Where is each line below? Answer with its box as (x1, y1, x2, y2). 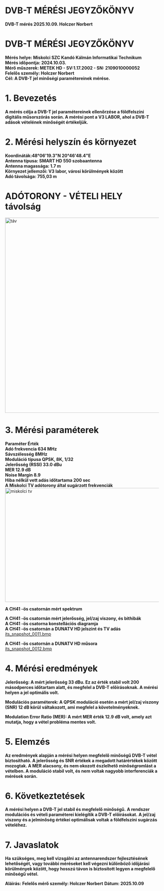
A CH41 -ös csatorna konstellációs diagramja (5, 620, 99, 626)
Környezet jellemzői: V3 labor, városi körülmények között (5, 168, 123, 174)
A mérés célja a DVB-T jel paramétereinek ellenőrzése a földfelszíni (5, 108, 144, 115)
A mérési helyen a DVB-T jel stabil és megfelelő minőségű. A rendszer (5, 807, 150, 813)
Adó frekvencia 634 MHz (5, 446, 57, 452)
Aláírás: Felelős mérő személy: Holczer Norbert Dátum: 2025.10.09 (5, 881, 144, 887)
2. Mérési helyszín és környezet (5, 136, 137, 147)
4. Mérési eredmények (5, 662, 98, 674)
